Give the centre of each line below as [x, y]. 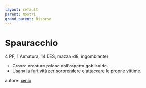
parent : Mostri [21, 14]
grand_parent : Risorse [28, 19]
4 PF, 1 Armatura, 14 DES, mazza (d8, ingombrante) [57, 56]
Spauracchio [32, 43]
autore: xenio [18, 81]
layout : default [22, 10]
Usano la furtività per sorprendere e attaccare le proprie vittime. [77, 71]
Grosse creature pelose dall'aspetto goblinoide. [60, 66]
